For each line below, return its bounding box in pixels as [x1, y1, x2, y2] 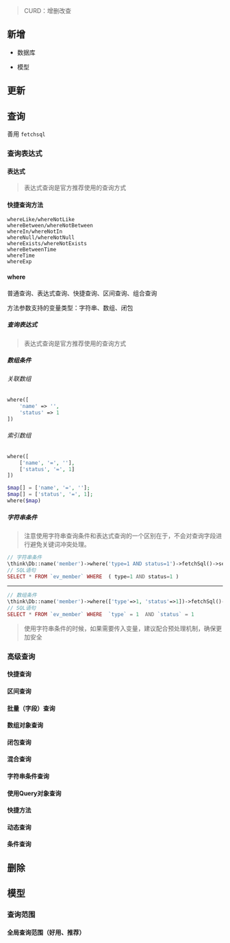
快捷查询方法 [7, 201, 43, 209]
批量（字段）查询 [7, 704, 55, 712]
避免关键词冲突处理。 [29, 540, 90, 548]
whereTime [7, 252, 36, 260]
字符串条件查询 [7, 772, 49, 780]
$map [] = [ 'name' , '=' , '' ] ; [7, 484, 90, 492]
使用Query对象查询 [7, 789, 62, 797]
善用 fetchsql [7, 130, 46, 138]
